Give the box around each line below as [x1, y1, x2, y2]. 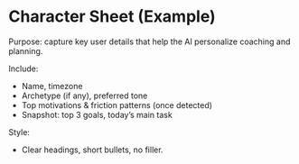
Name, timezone [21, 80, 83, 91]
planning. [8, 45, 43, 56]
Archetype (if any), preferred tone [21, 90, 148, 101]
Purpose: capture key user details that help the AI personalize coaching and [8, 36, 291, 47]
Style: [8, 126, 31, 137]
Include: [8, 63, 39, 74]
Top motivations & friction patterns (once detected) [21, 99, 213, 110]
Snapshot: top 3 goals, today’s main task [21, 109, 173, 120]
